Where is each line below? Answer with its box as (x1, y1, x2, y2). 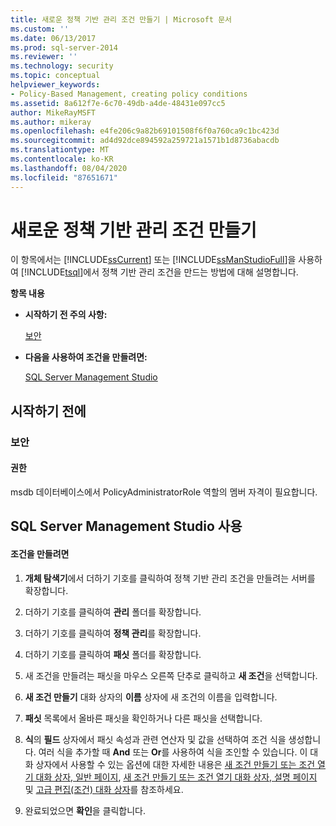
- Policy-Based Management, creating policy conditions (10, 89, 248, 99)
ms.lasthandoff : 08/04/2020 (10, 163, 128, 173)
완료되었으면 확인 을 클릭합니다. (24, 804, 147, 816)
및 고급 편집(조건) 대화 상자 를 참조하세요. (24, 783, 184, 795)
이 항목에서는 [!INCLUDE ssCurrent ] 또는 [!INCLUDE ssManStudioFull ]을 (10, 254, 297, 266)
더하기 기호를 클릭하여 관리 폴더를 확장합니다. (24, 606, 202, 618)
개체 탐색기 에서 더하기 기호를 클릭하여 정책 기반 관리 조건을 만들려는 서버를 (24, 572, 316, 584)
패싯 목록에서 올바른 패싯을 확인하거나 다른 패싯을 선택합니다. (24, 712, 263, 724)
